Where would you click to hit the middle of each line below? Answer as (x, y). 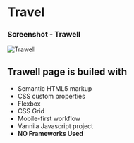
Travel (26, 12)
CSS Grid (31, 111)
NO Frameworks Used (50, 134)
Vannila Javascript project (55, 126)
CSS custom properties (51, 97)
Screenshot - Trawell (44, 35)
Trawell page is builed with (67, 71)
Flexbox (29, 104)
